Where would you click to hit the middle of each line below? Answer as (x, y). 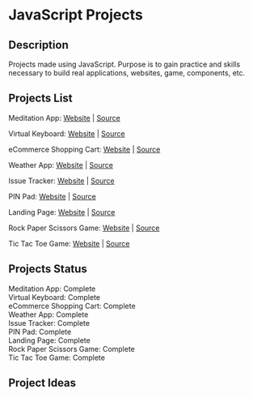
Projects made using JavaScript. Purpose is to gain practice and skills (124, 64)
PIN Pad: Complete (40, 332)
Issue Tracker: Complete (49, 323)
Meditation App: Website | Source (65, 118)
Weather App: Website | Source (61, 165)
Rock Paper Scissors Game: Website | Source (84, 228)
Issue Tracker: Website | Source (61, 181)
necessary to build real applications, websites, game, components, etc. (127, 73)
